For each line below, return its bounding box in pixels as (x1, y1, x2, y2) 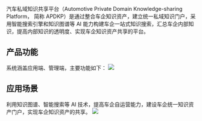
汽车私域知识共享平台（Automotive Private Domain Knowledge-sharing (6, 5, 183, 12)
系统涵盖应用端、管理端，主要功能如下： (6, 64, 107, 71)
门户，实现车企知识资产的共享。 (11, 108, 91, 116)
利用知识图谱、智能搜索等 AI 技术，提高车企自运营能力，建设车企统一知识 (6, 101, 189, 108)
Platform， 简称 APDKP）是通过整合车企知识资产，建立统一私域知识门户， (6, 13, 191, 20)
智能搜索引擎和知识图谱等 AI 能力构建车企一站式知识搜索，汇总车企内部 (11, 20, 189, 27)
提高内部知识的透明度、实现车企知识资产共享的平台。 (16, 28, 149, 35)
